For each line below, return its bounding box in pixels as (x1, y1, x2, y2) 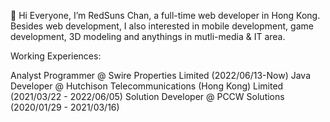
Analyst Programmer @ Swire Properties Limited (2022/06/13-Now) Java (10, 70, 312, 81)
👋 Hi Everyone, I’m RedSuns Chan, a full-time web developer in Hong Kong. (10, 10, 321, 21)
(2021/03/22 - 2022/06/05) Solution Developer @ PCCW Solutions (10, 91, 285, 102)
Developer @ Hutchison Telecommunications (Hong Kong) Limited (10, 80, 284, 92)
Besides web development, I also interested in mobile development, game (10, 20, 314, 32)
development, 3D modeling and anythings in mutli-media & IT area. (10, 31, 286, 42)
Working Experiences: (10, 50, 102, 62)
